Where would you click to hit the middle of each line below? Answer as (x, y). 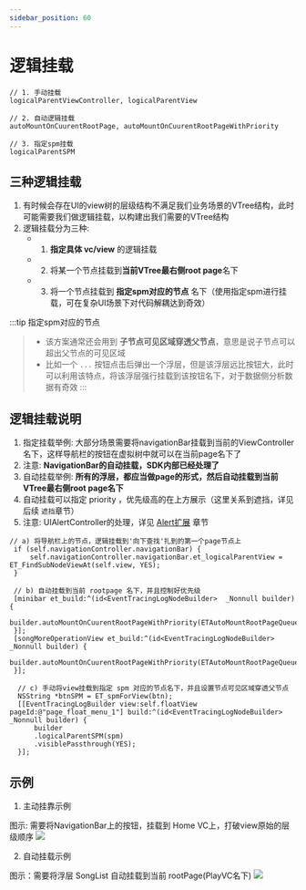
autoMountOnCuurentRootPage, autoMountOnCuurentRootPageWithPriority (144, 126)
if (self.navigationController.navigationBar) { (107, 549)
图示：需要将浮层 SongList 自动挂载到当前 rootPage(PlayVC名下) (131, 875)
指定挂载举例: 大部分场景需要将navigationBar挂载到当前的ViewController (158, 442)
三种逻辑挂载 (46, 182)
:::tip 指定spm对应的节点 (55, 322)
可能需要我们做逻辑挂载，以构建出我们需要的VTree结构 (126, 217)
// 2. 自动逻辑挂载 (42, 118)
